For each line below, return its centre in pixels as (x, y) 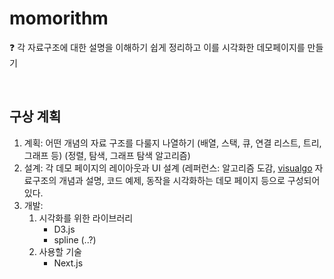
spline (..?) (75, 239)
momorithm (59, 18)
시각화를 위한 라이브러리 (86, 218)
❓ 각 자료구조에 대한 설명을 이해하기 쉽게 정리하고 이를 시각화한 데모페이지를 (157, 47)
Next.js (68, 263)
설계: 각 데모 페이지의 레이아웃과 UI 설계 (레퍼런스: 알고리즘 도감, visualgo (168, 168)
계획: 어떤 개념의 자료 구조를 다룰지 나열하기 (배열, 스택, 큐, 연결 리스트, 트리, (172, 143)
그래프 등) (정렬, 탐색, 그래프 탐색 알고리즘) (107, 155)
